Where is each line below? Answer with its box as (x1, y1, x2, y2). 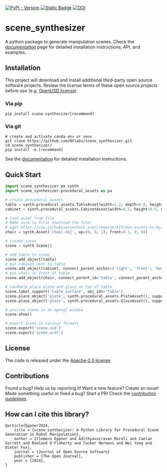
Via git (5, 123, 21, 130)
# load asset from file (5, 216, 55, 221)
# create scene (5, 238, 37, 244)
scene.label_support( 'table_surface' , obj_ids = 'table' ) (5, 289, 123, 294)
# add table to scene (5, 252, 50, 257)
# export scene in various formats (5, 321, 79, 326)
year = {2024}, (14, 458, 46, 464)
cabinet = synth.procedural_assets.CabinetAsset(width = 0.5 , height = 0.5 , (5, 207, 159, 212)
